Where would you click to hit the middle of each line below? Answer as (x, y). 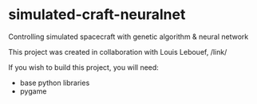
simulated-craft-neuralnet (97, 15)
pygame (33, 91)
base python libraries (55, 83)
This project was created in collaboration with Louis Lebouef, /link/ (118, 52)
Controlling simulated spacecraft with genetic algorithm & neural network (128, 37)
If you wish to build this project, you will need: (84, 67)
